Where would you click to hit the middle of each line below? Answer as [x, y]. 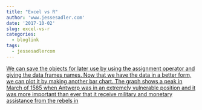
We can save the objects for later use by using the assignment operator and [101, 68]
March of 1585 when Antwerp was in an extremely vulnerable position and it [101, 88]
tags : [13, 46]
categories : [21, 34]
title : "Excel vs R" [32, 12]
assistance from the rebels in [42, 100]
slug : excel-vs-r [28, 29]
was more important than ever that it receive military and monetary [90, 94]
